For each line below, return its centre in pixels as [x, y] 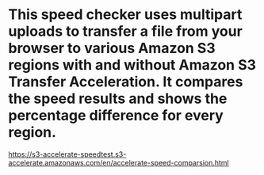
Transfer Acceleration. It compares [126, 82]
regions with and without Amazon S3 [132, 65]
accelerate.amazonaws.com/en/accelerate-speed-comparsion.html [119, 162]
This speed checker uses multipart [125, 15]
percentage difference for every [116, 116]
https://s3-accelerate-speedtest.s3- [67, 154]
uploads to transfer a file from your [126, 31]
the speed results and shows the [118, 99]
